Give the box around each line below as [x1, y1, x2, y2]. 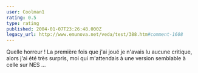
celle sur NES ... [6, 61, 46, 69]
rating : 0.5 [6, 15, 36, 21]
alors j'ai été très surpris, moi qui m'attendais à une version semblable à [6, 55, 186, 62]
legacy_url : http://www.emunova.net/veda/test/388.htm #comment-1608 [6, 32, 183, 38]
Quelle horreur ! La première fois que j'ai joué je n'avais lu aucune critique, [6, 48, 193, 55]
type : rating [6, 20, 39, 26]
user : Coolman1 [6, 9, 45, 15]
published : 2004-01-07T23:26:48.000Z [6, 26, 102, 32]
